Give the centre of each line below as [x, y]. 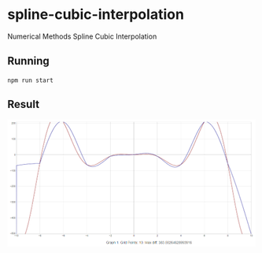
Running [29, 61]
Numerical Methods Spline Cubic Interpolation [82, 36]
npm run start [31, 80]
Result [24, 104]
